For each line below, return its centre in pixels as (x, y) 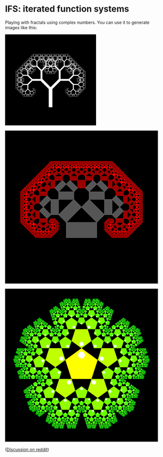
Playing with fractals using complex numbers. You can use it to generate (77, 22)
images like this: (21, 27)
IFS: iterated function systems (67, 9)
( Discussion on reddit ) (27, 449)
